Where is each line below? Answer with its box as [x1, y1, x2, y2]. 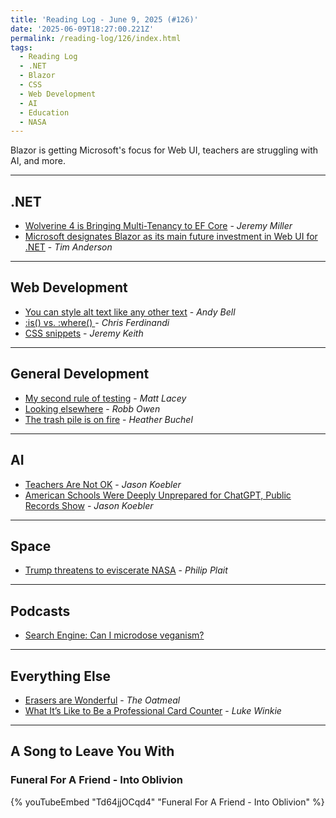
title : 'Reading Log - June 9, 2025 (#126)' [10, 14, 199, 25]
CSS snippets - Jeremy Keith [24, 327, 144, 339]
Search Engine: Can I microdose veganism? [24, 629, 205, 641]
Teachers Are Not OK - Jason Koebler [24, 478, 182, 490]
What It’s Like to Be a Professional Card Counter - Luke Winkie [24, 704, 282, 716]
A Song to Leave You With [10, 743, 175, 760]
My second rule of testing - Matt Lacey [24, 392, 187, 404]
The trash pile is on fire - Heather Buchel [24, 413, 193, 425]
